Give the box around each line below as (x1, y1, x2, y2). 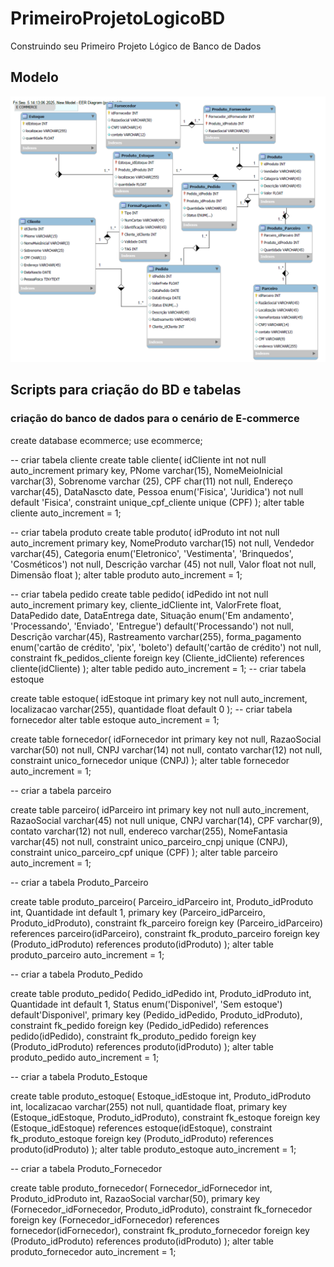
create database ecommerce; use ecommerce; (10, 434, 203, 446)
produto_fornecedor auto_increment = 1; (10, 1245, 177, 1257)
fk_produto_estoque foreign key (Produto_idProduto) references (10, 1132, 274, 1144)
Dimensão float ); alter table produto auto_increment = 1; (10, 568, 243, 581)
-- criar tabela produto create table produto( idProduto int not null (10, 526, 280, 538)
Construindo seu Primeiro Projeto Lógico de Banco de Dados (10, 40, 262, 52)
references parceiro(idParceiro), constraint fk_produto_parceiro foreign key (10, 927, 320, 939)
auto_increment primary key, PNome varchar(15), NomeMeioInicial (10, 464, 283, 476)
